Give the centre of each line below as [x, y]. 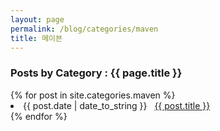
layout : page [37, 19]
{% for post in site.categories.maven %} [93, 95]
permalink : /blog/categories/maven [84, 29]
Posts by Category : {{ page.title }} [96, 73]
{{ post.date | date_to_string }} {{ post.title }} [117, 105]
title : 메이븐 [36, 38]
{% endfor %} [39, 116]
